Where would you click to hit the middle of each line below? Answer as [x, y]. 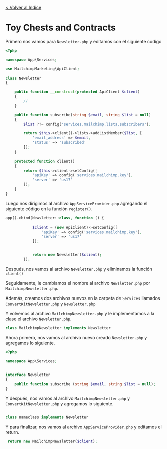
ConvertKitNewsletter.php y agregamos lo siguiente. [59, 404]
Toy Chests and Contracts [61, 28]
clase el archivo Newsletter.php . [38, 319]
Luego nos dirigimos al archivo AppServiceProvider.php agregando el [76, 203]
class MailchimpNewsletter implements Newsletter [58, 328]
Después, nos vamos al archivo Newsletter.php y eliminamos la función [79, 269]
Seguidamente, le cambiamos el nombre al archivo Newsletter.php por [78, 283]
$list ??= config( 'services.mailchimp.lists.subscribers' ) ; [87, 124]
